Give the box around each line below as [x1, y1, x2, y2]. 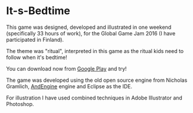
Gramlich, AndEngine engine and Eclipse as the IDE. [6, 82, 133, 89]
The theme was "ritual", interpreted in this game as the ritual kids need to [6, 47, 184, 54]
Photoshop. [6, 100, 34, 107]
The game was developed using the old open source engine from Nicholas [6, 77, 188, 84]
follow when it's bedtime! [6, 54, 68, 61]
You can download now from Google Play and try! [6, 65, 127, 72]
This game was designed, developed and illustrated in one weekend [6, 24, 172, 31]
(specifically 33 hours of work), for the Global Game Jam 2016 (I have [6, 29, 176, 36]
